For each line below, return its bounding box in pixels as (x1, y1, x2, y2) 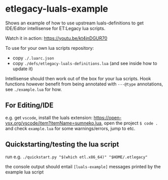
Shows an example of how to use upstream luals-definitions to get (5, 20, 144, 26)
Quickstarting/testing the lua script (5, 140, 119, 149)
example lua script (5, 169, 44, 175)
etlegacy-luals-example (5, 3, 108, 15)
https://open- (93, 114, 122, 121)
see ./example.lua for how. (5, 86, 62, 92)
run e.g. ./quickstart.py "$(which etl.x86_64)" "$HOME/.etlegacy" (5, 154, 148, 160)
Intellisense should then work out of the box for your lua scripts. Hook (5, 75, 151, 81)
